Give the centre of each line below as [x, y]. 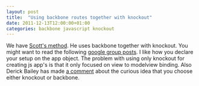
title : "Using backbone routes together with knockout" [79, 17]
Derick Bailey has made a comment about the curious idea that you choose [99, 71]
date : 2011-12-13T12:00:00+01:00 [48, 23]
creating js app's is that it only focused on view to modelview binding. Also [99, 65]
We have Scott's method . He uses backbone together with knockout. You [97, 46]
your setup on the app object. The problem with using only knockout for [96, 58]
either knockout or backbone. [43, 78]
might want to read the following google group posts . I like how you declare [100, 52]
